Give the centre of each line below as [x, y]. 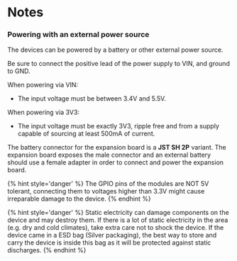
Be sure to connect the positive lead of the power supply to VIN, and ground [119, 64]
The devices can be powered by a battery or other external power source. [115, 50]
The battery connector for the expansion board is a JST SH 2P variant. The [117, 148]
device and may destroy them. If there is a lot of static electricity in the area [118, 220]
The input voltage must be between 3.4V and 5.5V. [92, 99]
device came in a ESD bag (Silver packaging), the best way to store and [112, 235]
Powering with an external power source [78, 35]
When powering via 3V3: [44, 112]
